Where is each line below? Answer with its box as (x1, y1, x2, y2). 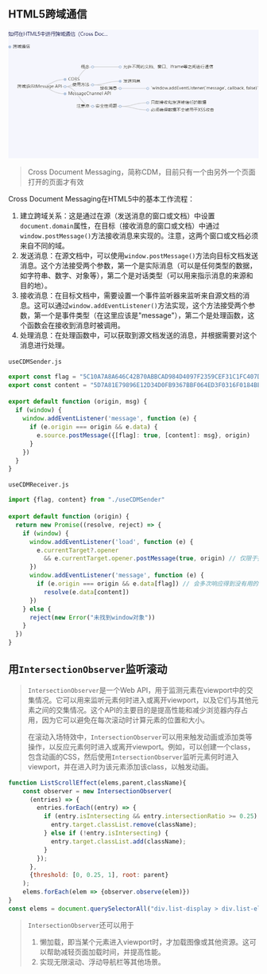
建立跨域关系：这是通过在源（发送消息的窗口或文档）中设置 (19, 210, 215, 221)
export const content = (8, 381, 87, 389)
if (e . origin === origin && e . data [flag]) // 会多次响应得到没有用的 (37, 580, 259, 588)
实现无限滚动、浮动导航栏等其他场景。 (39, 956, 165, 966)
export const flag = (8, 373, 77, 381)
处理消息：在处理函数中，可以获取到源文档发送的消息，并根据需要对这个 (19, 330, 257, 340)
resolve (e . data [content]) (43, 588, 130, 596)
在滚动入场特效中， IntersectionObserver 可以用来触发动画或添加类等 (27, 732, 253, 741)
